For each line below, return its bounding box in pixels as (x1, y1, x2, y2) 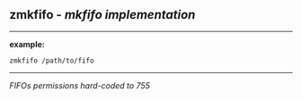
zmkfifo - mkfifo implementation (9, 7, 196, 22)
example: (9, 39, 45, 49)
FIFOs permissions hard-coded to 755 (9, 80, 150, 91)
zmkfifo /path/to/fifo (9, 56, 94, 65)
